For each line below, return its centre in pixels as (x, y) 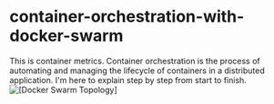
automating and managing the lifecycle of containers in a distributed (137, 71)
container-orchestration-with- (127, 17)
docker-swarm (66, 36)
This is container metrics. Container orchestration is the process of (135, 61)
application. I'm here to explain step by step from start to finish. (128, 80)
